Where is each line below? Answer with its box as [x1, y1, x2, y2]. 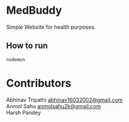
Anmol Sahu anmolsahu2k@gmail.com [6, 102, 102, 109]
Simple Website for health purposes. [6, 23, 96, 30]
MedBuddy [6, 4, 62, 17]
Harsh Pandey [6, 109, 41, 116]
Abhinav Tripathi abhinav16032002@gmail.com [6, 96, 123, 103]
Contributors [6, 76, 72, 90]
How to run [6, 41, 48, 51]
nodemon [6, 56, 26, 63]
